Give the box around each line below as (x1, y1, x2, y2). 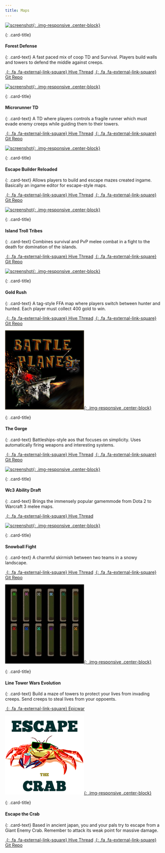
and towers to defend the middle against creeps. (5, 59, 103, 65)
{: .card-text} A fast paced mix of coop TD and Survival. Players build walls (5, 54, 158, 60)
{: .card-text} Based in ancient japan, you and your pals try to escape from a (5, 822, 160, 828)
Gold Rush (5, 289, 27, 295)
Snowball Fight (5, 543, 36, 549)
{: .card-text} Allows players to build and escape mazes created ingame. (5, 177, 152, 183)
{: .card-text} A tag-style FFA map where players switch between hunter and (5, 300, 161, 306)
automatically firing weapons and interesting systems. (5, 442, 115, 448)
